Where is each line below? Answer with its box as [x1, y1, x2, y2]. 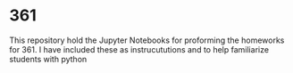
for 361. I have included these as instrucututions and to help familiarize [9, 44, 270, 54]
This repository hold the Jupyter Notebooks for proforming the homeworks [9, 35, 285, 45]
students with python [9, 53, 88, 64]
